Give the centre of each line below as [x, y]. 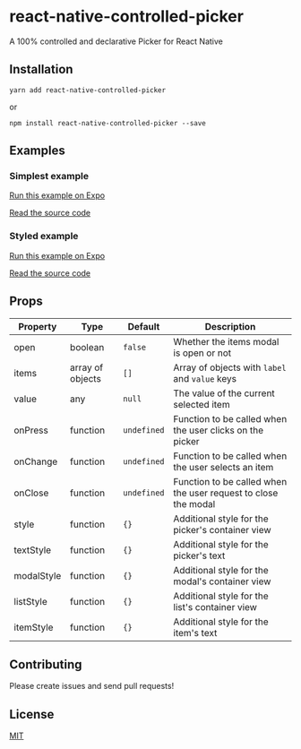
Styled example [44, 237]
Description [230, 326]
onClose [31, 493]
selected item [202, 404]
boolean [87, 347]
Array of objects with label [230, 367]
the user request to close [226, 493]
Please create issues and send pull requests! [92, 686]
